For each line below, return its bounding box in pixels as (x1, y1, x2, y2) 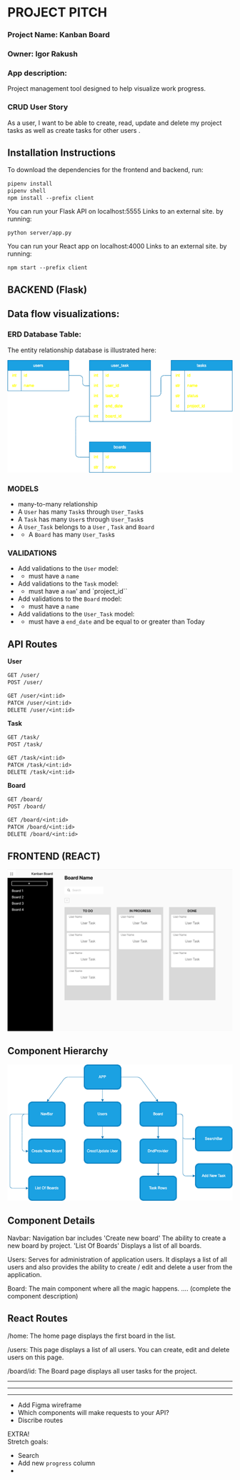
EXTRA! (7, 1429, 30, 1438)
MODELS (7, 484, 39, 494)
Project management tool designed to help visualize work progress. (7, 84, 206, 93)
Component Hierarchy (7, 1045, 109, 1057)
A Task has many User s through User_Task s (17, 515, 144, 524)
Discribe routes (17, 1416, 63, 1424)
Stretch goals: (7, 1437, 49, 1446)
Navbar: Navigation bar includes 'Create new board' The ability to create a (7, 1234, 226, 1242)
